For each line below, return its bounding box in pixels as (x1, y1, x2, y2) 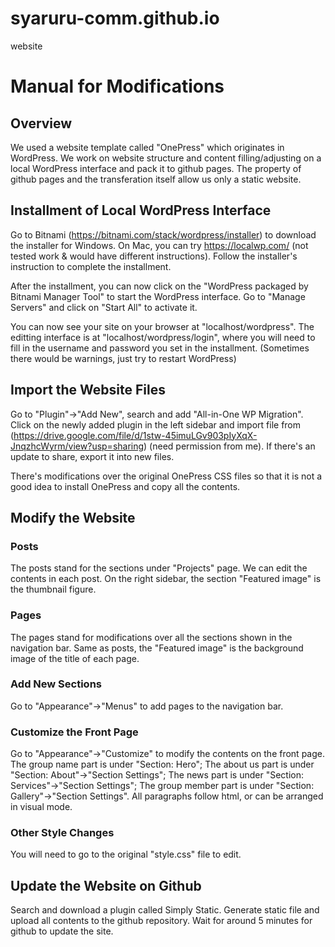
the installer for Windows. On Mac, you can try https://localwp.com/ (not (10, 239, 309, 251)
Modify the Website (10, 509, 136, 526)
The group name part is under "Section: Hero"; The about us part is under (10, 758, 315, 771)
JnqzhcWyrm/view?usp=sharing (10, 440, 145, 452)
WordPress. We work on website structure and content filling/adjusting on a (10, 152, 322, 164)
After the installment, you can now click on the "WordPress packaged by (10, 280, 309, 292)
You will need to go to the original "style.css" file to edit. (10, 848, 242, 861)
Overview (10, 115, 73, 132)
